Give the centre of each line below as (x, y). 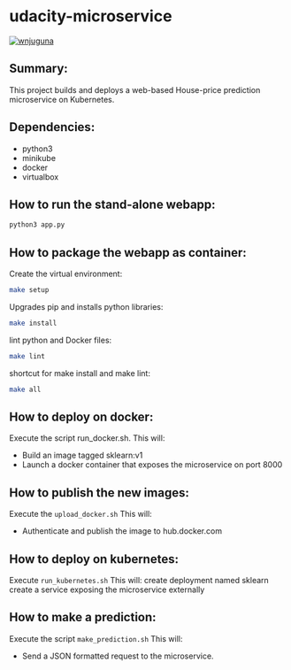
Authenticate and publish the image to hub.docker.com (122, 531)
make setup (29, 290)
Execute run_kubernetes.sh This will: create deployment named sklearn (139, 580)
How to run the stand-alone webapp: (112, 204)
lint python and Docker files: (61, 340)
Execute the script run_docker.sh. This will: (87, 438)
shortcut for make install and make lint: (80, 373)
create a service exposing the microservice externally (107, 589)
